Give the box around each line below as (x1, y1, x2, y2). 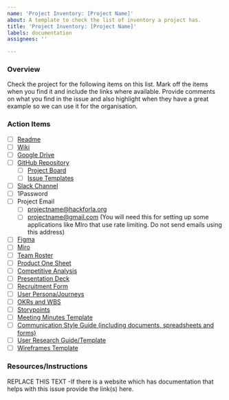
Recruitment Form (17, 282, 69, 290)
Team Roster (17, 251, 54, 259)
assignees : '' (7, 36, 48, 43)
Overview (7, 65, 41, 74)
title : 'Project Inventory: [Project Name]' (7, 23, 137, 30)
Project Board (27, 166, 67, 174)
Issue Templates (27, 174, 74, 183)
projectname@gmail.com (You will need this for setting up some (27, 213, 209, 221)
